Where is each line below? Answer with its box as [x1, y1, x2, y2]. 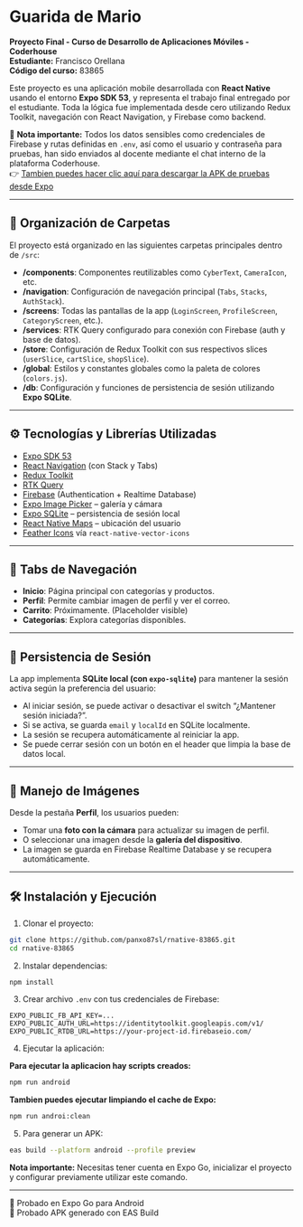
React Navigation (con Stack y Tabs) [22, 459, 159, 471]
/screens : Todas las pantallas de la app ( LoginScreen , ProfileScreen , [22, 305, 278, 316]
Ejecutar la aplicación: [22, 1043, 106, 1054]
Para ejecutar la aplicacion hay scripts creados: [9, 1061, 191, 1071]
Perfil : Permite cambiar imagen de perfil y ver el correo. [22, 595, 231, 607]
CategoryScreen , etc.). [22, 315, 104, 326]
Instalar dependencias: [22, 960, 108, 971]
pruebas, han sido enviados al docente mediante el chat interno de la [9, 147, 266, 159]
